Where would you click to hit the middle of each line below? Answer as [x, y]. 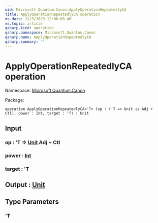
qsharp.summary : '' [25, 42]
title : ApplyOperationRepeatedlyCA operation [52, 14]
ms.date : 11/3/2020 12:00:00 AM [38, 19]
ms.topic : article [24, 23]
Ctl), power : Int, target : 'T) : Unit [47, 113]
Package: [15, 100]
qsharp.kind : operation [30, 28]
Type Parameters [32, 202]
